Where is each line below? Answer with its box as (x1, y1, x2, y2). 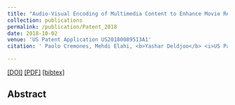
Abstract (7, 88, 47, 100)
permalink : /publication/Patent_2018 (7, 23, 117, 30)
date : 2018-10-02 (7, 29, 58, 37)
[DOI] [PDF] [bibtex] (7, 68, 65, 76)
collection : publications (7, 17, 83, 24)
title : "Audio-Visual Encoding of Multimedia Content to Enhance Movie (7, 10, 220, 17)
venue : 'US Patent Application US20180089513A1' (7, 36, 152, 43)
